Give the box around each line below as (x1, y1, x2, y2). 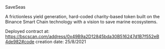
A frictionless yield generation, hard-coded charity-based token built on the (5, 14, 160, 19)
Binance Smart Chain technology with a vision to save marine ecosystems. (5, 19, 158, 24)
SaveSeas (5, 4, 26, 10)
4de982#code (5, 39, 35, 45)
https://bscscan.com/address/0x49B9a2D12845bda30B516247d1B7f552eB (5, 34, 160, 39)
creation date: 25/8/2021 (35, 39, 86, 45)
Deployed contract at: (5, 28, 50, 34)
